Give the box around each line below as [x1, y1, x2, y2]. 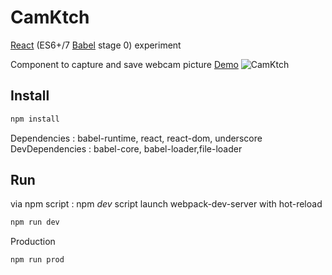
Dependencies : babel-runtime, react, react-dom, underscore [10, 132, 263, 144]
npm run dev [10, 217, 60, 228]
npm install [10, 114, 60, 124]
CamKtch [10, 6, 90, 29]
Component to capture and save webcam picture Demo [10, 58, 239, 70]
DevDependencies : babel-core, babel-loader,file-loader [10, 142, 243, 155]
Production [10, 236, 56, 248]
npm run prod [10, 255, 65, 265]
